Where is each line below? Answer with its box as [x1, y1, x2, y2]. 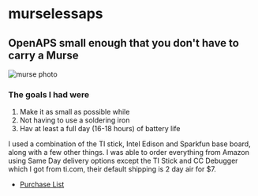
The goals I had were [8, 89, 89, 100]
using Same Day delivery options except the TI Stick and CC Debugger [8, 156, 238, 166]
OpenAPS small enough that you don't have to [8, 36, 239, 50]
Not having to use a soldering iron [19, 115, 130, 125]
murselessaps [8, 5, 103, 23]
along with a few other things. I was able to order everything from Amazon [8, 148, 250, 157]
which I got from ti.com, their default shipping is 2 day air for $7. [8, 164, 217, 174]
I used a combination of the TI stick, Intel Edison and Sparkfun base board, [8, 139, 251, 149]
